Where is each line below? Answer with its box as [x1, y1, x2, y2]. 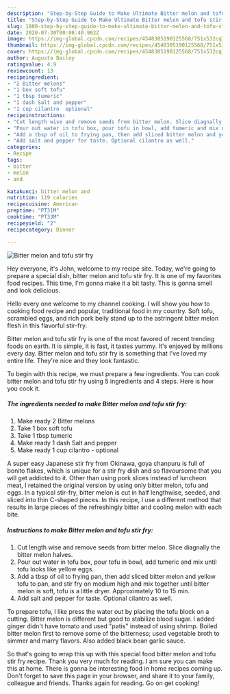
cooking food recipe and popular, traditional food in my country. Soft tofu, [7, 306, 215, 315]
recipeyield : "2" [7, 220, 57, 227]
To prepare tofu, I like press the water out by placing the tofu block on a [7, 608, 209, 616]
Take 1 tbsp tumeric [16, 432, 73, 440]
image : [7, 36, 26, 42]
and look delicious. [7, 286, 60, 295]
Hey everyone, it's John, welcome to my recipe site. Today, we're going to [7, 264, 216, 273]
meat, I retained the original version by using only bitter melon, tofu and [7, 481, 209, 490]
